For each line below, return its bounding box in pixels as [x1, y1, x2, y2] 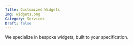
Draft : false [5, 21, 32, 26]
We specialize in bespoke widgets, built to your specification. [5, 34, 129, 40]
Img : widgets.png [5, 12, 41, 17]
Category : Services [5, 16, 45, 21]
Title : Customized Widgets [5, 7, 60, 12]
